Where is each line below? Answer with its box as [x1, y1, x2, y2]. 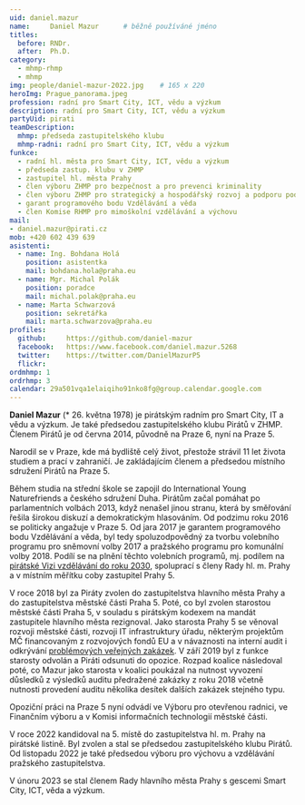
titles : [9, 30, 39, 39]
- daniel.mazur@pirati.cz [9, 224, 107, 233]
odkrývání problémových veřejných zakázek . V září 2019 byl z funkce [9, 645, 270, 656]
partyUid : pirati [9, 114, 75, 123]
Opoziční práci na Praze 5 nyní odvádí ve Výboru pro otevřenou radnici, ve [9, 702, 289, 712]
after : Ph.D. [17, 47, 71, 56]
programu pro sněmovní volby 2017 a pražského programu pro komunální [9, 541, 284, 552]
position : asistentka [25, 258, 107, 268]
